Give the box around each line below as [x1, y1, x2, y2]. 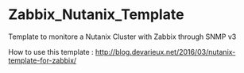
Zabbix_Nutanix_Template [8, 6, 184, 24]
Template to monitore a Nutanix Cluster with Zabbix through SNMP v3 [8, 32, 237, 41]
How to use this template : [8, 47, 94, 56]
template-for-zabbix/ [8, 56, 77, 65]
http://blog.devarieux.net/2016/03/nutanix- [95, 47, 236, 56]
